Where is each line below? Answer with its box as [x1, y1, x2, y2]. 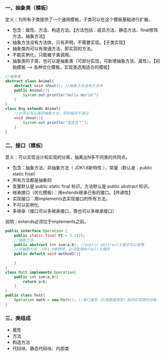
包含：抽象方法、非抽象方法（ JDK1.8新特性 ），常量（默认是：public [12, 164, 153, 170]
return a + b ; [23, 279, 48, 284]
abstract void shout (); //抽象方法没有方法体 [14, 83, 103, 89]
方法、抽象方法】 [12, 33, 48, 39]
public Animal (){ [14, 88, 50, 93]
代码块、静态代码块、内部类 [12, 346, 69, 352]
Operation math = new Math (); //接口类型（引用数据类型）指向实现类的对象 [14, 298, 157, 303]
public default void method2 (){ [14, 252, 81, 256]
